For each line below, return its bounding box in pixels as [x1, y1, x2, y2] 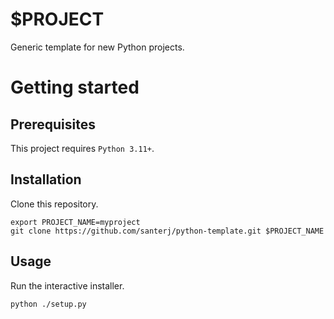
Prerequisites [10, 116, 96, 133]
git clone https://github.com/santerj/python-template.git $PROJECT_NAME [10, 226, 325, 236]
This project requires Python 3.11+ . [10, 142, 155, 154]
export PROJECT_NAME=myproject [10, 217, 141, 227]
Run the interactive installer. [10, 279, 125, 292]
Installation [10, 171, 82, 188]
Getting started [10, 76, 140, 99]
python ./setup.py [10, 299, 87, 309]
